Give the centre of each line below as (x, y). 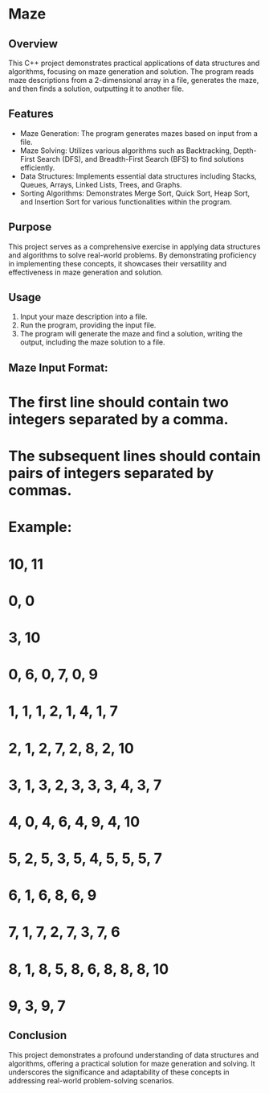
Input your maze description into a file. (84, 317)
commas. (40, 491)
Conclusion (38, 1035)
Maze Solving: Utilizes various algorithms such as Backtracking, (126, 151)
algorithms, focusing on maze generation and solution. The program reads (131, 72)
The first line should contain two (118, 402)
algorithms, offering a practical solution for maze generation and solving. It (132, 1063)
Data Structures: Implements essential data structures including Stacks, (138, 176)
